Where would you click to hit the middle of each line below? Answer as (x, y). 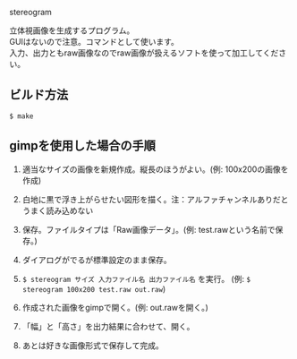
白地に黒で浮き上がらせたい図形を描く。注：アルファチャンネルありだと (155, 199)
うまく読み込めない (58, 210)
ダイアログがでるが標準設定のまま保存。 (97, 260)
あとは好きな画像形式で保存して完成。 (93, 345)
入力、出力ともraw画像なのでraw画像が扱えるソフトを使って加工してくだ (144, 53)
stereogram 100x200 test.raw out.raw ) (94, 288)
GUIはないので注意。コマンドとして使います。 (94, 42)
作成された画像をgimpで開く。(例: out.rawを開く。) (115, 307)
